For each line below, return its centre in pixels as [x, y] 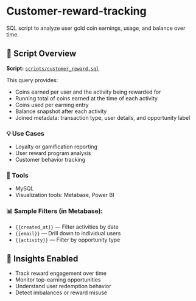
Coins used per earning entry [52, 105]
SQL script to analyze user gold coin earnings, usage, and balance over [96, 28]
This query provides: [32, 80]
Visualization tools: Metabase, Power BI [65, 195]
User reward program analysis [53, 153]
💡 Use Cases [25, 133]
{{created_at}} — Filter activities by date [67, 227]
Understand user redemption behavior [63, 286]
